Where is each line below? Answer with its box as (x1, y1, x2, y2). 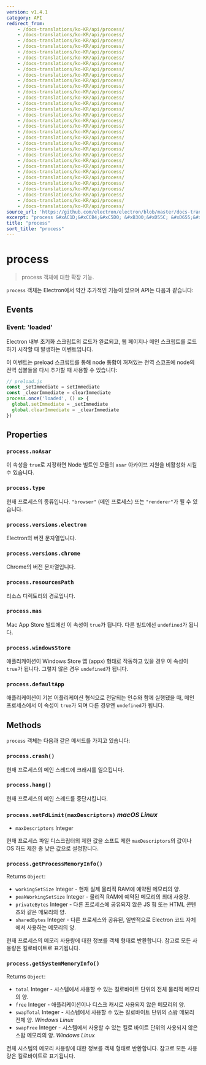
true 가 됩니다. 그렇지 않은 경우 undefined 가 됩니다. (6, 665, 129, 673)
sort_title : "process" (6, 226, 64, 232)
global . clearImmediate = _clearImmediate (12, 406, 120, 413)
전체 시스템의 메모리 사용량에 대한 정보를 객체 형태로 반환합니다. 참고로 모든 (6, 1044, 186, 1051)
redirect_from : (6, 20, 45, 26)
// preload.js (6, 378, 43, 384)
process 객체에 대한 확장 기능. (21, 273, 94, 281)
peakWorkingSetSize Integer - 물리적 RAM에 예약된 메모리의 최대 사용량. (15, 893, 190, 900)
